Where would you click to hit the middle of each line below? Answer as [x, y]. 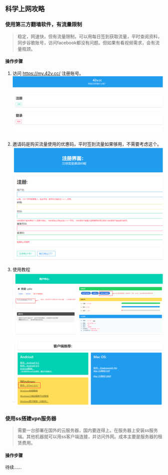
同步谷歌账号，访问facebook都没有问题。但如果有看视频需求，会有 [86, 43]
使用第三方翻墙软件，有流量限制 [44, 25]
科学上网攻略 [25, 9]
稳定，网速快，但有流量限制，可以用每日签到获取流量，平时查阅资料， [90, 36]
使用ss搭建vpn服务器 [31, 418]
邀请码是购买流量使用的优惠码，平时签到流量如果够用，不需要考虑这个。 [87, 144]
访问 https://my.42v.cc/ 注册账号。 [48, 73]
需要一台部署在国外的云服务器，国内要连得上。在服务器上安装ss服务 [88, 430]
